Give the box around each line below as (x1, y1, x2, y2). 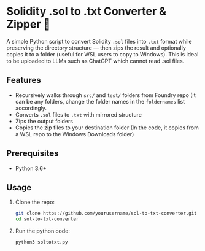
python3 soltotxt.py (15, 239, 68, 245)
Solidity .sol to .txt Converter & (6, 4, 167, 18)
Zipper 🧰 (6, 17, 51, 31)
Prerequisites (6, 149, 59, 159)
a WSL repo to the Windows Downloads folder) (15, 130, 134, 137)
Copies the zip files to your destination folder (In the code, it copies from (15, 124, 199, 131)
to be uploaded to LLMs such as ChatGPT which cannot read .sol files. (6, 57, 185, 64)
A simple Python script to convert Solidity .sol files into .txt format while (6, 37, 192, 45)
